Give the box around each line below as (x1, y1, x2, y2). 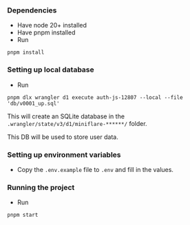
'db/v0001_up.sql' (7, 100, 60, 107)
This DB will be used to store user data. (7, 133, 118, 141)
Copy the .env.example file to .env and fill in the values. (17, 165, 174, 173)
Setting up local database (7, 65, 94, 74)
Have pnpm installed (17, 28, 76, 36)
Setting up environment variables (7, 150, 122, 160)
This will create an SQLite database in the (7, 112, 125, 120)
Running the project (7, 182, 75, 192)
